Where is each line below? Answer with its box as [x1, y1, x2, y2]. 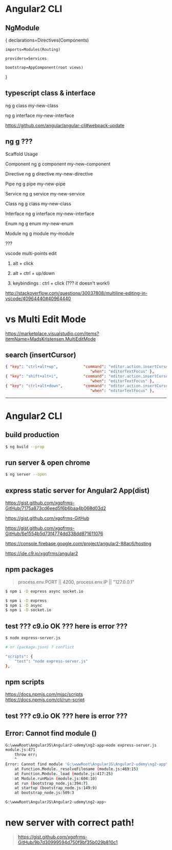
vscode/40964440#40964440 [5, 295, 71, 302]
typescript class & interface [5, 89, 96, 97]
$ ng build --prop [5, 444, 45, 449]
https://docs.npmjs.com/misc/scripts [5, 691, 83, 698]
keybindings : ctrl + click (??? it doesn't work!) [12, 280, 110, 286]
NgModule [5, 24, 40, 32]
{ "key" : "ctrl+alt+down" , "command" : [5, 383, 106, 388]
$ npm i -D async [5, 603, 42, 608]
